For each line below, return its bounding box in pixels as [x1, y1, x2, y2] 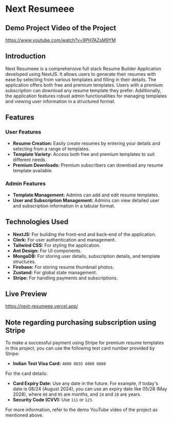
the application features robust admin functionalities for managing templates [5, 93, 167, 99]
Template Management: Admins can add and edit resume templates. [12, 192, 160, 198]
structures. [12, 258, 36, 265]
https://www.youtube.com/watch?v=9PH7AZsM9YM [5, 37, 116, 43]
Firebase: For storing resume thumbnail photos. [12, 264, 114, 270]
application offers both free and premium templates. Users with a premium [5, 82, 163, 88]
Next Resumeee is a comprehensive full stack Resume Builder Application [5, 65, 162, 72]
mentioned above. [5, 412, 44, 418]
